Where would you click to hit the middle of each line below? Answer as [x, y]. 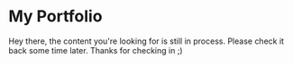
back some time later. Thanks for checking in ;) [96, 50]
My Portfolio [55, 16]
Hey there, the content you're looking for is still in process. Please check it [146, 41]
